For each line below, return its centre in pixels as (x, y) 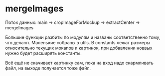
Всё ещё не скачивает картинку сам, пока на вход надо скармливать (79, 63)
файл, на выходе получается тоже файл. (48, 68)
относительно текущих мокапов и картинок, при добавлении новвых (79, 48)
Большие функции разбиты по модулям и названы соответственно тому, (83, 37)
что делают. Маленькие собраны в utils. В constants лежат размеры (78, 42)
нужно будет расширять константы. (44, 53)
